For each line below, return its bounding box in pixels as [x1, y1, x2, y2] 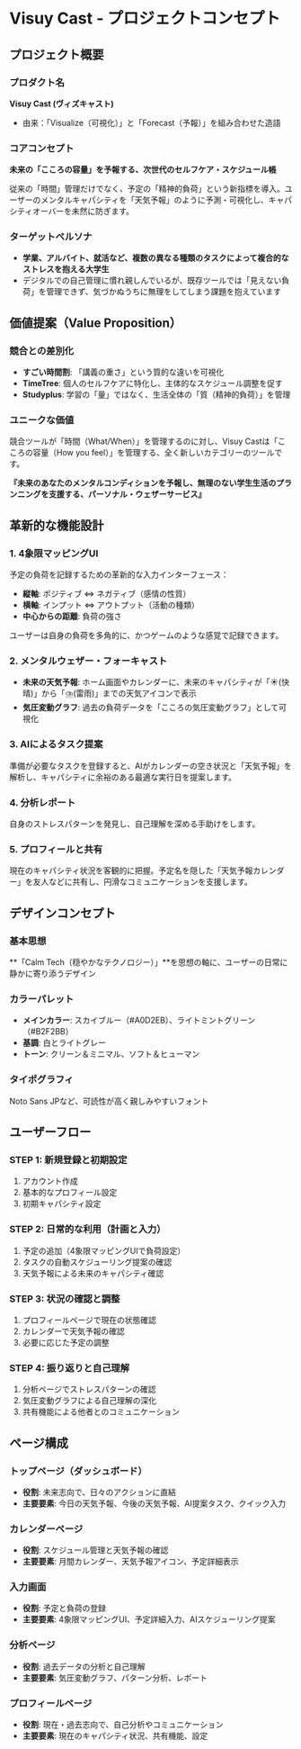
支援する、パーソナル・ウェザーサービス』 [48, 489, 207, 500]
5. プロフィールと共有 [9, 843, 103, 855]
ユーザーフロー [9, 1124, 92, 1140]
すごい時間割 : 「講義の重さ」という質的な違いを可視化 [22, 366, 225, 378]
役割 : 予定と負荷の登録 [22, 1603, 106, 1614]
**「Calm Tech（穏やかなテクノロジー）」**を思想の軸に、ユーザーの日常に [9, 957, 288, 968]
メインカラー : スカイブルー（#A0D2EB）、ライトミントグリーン [22, 1014, 256, 1026]
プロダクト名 [9, 76, 66, 88]
